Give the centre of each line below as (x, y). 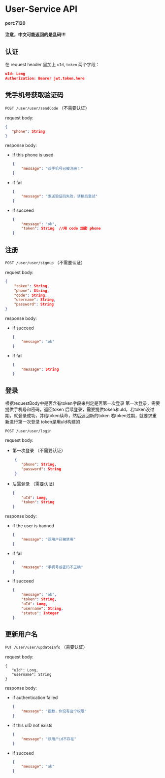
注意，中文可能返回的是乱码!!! (35, 35)
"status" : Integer (40, 613)
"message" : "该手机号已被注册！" (52, 169)
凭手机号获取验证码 (34, 95)
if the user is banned (33, 526)
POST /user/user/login (28, 431)
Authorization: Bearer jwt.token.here (45, 78)
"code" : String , (31, 295)
